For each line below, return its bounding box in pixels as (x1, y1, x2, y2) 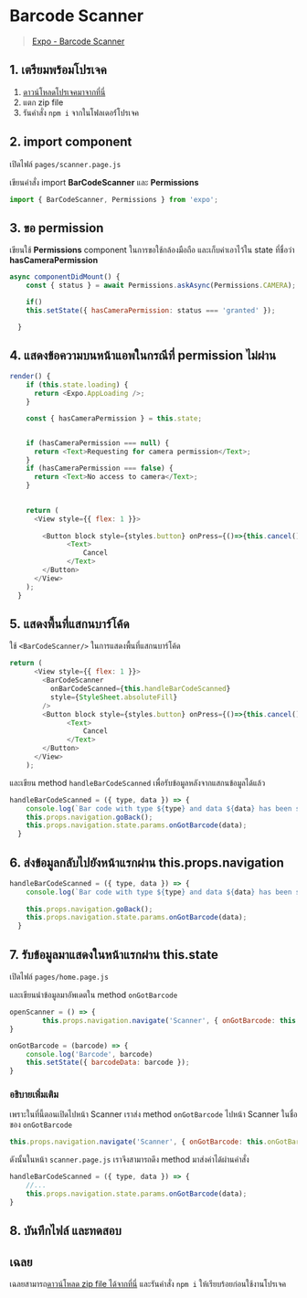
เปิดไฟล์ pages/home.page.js (9, 971, 110, 982)
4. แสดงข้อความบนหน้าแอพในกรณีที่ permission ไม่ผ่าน (9, 348, 277, 364)
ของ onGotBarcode (9, 1119, 73, 1130)
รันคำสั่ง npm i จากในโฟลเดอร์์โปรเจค (22, 107, 140, 118)
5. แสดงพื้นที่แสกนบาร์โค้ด (9, 616, 130, 632)
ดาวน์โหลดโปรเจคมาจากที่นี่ (22, 86, 106, 97)
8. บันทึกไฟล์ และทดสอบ (9, 1223, 122, 1239)
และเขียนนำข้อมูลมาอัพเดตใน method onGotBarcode (9, 989, 178, 1000)
